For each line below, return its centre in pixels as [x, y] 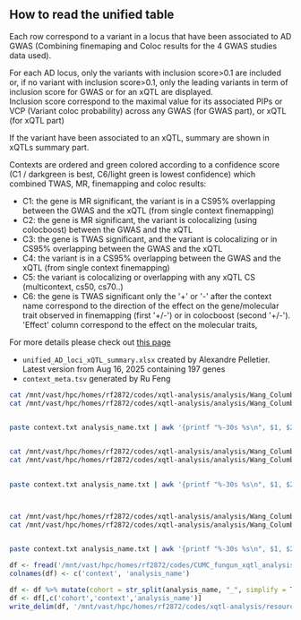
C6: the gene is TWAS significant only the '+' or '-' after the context [147, 296]
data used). [30, 55]
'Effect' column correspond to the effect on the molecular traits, [140, 324]
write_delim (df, [39, 607]
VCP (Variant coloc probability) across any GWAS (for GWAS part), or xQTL [148, 110]
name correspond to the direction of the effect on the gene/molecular [150, 306]
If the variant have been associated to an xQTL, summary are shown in [140, 137]
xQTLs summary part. [49, 147]
